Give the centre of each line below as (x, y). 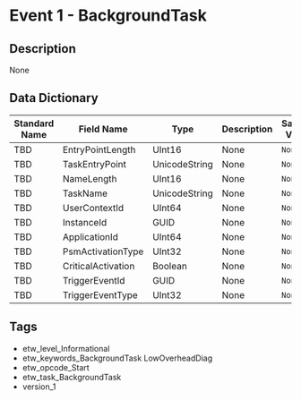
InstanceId (85, 222)
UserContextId (93, 208)
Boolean (170, 266)
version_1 (39, 387)
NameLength (90, 178)
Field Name (103, 129)
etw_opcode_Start (56, 367)
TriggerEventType (100, 294)
